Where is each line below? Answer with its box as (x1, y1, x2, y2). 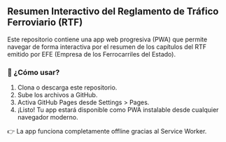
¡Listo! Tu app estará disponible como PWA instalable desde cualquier (17, 106, 219, 114)
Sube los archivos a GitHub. (17, 91, 98, 99)
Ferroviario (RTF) (7, 17, 83, 29)
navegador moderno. (17, 113, 78, 122)
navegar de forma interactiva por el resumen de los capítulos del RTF (7, 42, 206, 51)
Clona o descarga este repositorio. (17, 83, 118, 92)
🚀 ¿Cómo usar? (7, 67, 60, 77)
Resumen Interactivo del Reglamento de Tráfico (7, 6, 219, 17)
